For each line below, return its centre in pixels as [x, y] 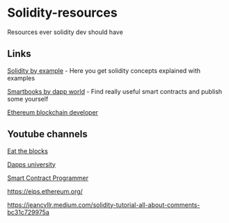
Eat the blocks [28, 151]
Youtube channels [48, 134]
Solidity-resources [62, 13]
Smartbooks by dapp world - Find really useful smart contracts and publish [115, 91]
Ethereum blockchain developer [53, 112]
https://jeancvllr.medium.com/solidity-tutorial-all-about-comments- [104, 205]
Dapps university [31, 164]
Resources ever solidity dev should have [65, 32]
